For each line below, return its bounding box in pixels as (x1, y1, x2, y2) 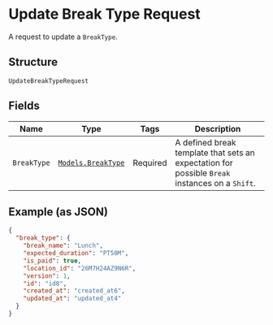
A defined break (175, 136, 236, 148)
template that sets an (175, 147, 256, 158)
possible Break (175, 167, 231, 179)
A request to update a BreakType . (8, 32, 118, 41)
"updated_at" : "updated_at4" (23, 294, 122, 303)
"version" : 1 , (23, 271, 71, 280)
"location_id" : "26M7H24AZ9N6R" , (23, 264, 136, 272)
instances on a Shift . (175, 177, 256, 188)
